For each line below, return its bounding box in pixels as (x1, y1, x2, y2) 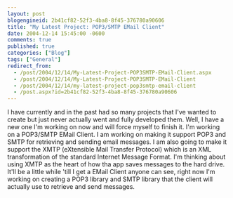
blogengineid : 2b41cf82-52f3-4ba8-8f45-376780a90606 (7, 17, 165, 24)
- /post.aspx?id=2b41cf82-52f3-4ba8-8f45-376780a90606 (13, 88, 178, 95)
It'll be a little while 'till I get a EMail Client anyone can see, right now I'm (7, 168, 215, 176)
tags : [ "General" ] (7, 56, 61, 63)
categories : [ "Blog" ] (7, 50, 71, 57)
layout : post (7, 10, 46, 18)
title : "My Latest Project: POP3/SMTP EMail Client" (7, 23, 165, 30)
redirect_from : (7, 62, 52, 70)
